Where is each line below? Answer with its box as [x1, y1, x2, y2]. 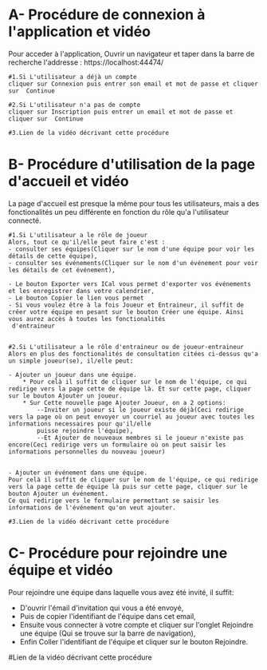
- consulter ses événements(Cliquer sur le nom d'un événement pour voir [8, 259, 259, 267]
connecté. [8, 216, 41, 225]
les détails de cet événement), [8, 266, 116, 274]
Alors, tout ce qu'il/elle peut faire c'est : [8, 238, 166, 246]
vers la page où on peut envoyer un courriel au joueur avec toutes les [8, 413, 255, 421]
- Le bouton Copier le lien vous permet [8, 294, 145, 302]
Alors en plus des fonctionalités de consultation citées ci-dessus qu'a [8, 350, 259, 358]
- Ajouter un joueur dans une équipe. [8, 371, 137, 379]
